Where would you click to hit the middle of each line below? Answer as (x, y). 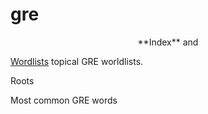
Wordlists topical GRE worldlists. (77, 61)
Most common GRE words (64, 100)
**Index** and (168, 42)
